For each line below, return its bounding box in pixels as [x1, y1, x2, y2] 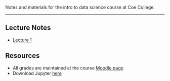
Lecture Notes [5, 24, 51, 32]
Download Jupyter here [12, 70, 62, 76]
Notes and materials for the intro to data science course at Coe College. [5, 5, 155, 10]
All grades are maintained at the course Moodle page [12, 65, 124, 71]
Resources [5, 51, 40, 60]
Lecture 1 [12, 37, 32, 43]
